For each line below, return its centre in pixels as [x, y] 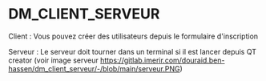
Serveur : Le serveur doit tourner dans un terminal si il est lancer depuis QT [133, 51]
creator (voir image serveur [53, 60]
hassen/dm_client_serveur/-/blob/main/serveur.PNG [94, 68]
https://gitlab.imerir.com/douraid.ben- [162, 60]
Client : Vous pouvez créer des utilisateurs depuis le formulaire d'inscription [133, 36]
